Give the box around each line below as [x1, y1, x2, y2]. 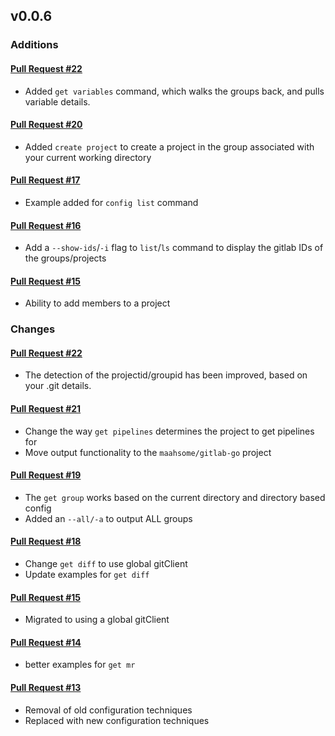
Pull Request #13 [10, 682, 82, 694]
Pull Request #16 [10, 219, 82, 231]
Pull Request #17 [10, 174, 81, 186]
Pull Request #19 [10, 469, 82, 481]
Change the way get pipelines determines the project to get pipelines [24, 425, 315, 437]
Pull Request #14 [10, 636, 82, 648]
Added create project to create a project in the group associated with [24, 140, 315, 153]
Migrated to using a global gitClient [24, 614, 170, 626]
